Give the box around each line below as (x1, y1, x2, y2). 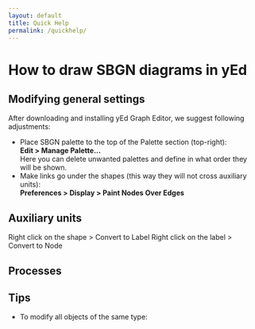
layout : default (8, 11, 62, 20)
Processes (8, 264, 62, 277)
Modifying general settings (8, 92, 145, 106)
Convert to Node (8, 241, 63, 251)
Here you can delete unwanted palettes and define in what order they (19, 155, 248, 164)
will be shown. (19, 163, 68, 172)
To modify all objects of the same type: (19, 312, 149, 322)
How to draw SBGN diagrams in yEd (8, 61, 248, 79)
